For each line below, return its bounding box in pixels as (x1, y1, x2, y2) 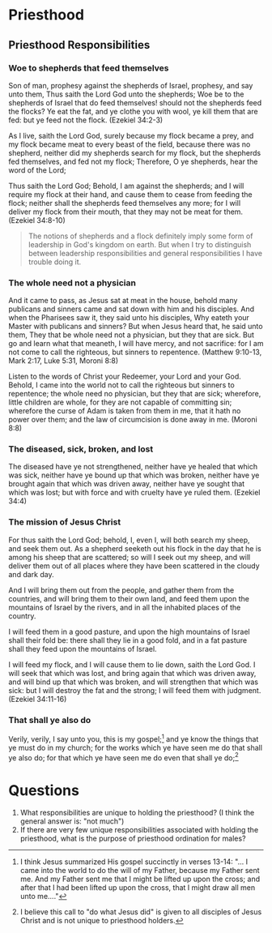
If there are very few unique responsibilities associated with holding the (19, 825, 259, 835)
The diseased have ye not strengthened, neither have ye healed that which (8, 462, 258, 472)
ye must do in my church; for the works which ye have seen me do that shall (8, 743, 263, 752)
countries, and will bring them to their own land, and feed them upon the (8, 593, 249, 603)
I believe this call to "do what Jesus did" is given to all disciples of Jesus (19, 907, 262, 917)
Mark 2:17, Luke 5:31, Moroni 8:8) (8, 356, 119, 366)
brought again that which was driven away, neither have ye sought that (8, 479, 245, 489)
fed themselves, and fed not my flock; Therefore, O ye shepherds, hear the (8, 156, 258, 166)
